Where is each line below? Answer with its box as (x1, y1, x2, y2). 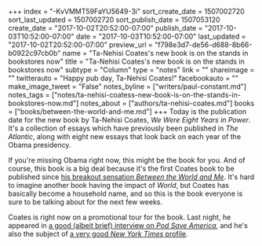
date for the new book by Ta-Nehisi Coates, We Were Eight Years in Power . (8, 116, 251, 124)
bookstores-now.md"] (8, 98, 79, 108)
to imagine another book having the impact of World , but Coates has (8, 181, 229, 189)
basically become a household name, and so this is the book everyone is (8, 189, 243, 198)
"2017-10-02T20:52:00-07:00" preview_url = (8, 40, 153, 50)
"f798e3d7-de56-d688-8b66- (154, 40, 253, 50)
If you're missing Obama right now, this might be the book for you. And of (8, 156, 246, 164)
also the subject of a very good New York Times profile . (8, 229, 188, 238)
